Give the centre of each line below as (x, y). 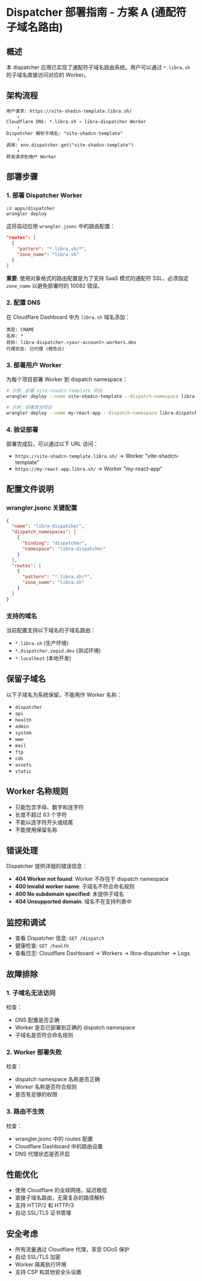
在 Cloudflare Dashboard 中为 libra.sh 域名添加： (68, 317)
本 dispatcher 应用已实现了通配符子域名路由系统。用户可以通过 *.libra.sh (98, 67)
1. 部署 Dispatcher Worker (44, 196)
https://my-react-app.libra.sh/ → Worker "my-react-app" (89, 468)
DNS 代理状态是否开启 (42, 1154)
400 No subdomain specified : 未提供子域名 (69, 894)
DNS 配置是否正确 (37, 1020)
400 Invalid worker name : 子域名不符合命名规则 (75, 886)
